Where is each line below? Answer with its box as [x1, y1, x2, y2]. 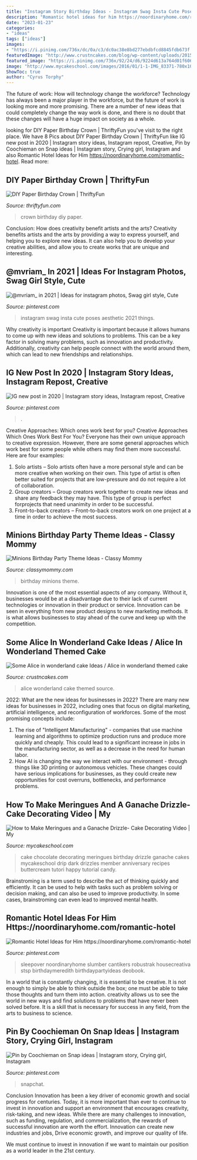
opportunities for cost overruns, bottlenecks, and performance [14, 777, 166, 784]
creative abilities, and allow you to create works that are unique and [6, 243, 169, 250]
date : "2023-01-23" [6, 19, 54, 25]
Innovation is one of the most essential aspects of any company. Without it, [6, 589, 188, 596]
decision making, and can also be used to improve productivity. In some [6, 890, 180, 897]
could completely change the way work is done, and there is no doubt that [6, 109, 186, 116]
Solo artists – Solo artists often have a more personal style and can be [14, 463, 184, 470]
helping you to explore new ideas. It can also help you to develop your [6, 237, 175, 244]
